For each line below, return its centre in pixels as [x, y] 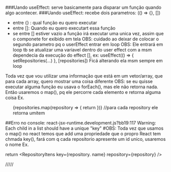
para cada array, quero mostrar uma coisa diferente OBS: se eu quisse [79, 81]
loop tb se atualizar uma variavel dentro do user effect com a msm [82, 50]
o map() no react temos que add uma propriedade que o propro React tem [83, 134]
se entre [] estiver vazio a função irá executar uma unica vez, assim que [88, 33]
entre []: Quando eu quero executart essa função [64, 28]
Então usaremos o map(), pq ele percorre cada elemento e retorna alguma [83, 92]
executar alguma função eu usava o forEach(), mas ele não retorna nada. [82, 87]
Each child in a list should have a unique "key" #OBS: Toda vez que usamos [84, 128]
